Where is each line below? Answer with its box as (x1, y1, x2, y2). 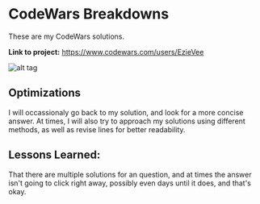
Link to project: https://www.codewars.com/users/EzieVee (8, 47, 204, 56)
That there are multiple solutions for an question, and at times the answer (8, 169, 252, 179)
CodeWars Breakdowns (8, 5, 170, 23)
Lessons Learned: (8, 148, 101, 162)
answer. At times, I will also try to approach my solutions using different (8, 116, 246, 126)
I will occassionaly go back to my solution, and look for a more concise (8, 107, 244, 117)
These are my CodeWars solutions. (8, 31, 125, 41)
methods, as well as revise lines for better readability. (8, 124, 186, 134)
